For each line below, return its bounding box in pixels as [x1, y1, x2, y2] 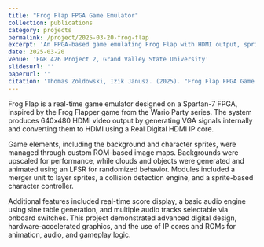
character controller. [8, 181, 75, 190]
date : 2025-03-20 [8, 48, 65, 56]
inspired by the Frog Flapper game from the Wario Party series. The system [8, 107, 253, 116]
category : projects [8, 26, 72, 34]
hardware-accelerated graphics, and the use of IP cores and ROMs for [8, 221, 236, 230]
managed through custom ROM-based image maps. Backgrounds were [8, 147, 239, 157]
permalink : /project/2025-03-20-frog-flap [8, 33, 149, 42]
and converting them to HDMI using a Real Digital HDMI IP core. [8, 124, 214, 134]
